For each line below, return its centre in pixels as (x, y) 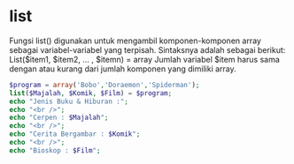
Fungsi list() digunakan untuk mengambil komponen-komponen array (135, 41)
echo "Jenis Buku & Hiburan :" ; (69, 101)
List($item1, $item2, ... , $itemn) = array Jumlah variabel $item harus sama (145, 59)
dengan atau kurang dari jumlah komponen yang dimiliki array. (123, 69)
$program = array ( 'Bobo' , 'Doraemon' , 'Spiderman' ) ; (104, 85)
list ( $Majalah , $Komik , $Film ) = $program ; (91, 93)
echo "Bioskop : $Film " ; (55, 150)
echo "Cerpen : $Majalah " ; (59, 118)
